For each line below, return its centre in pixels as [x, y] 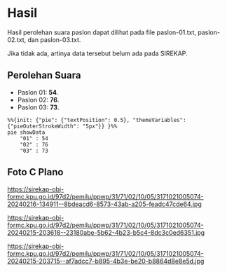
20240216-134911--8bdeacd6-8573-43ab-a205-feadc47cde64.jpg [104, 204]
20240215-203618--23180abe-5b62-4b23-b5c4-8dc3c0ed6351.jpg [106, 232]
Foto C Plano [35, 172]
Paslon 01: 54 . [38, 92]
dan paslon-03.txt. [54, 39]
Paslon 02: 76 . [38, 100]
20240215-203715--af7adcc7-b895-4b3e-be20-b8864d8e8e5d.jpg [106, 261]
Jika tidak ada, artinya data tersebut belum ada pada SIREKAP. [97, 53]
